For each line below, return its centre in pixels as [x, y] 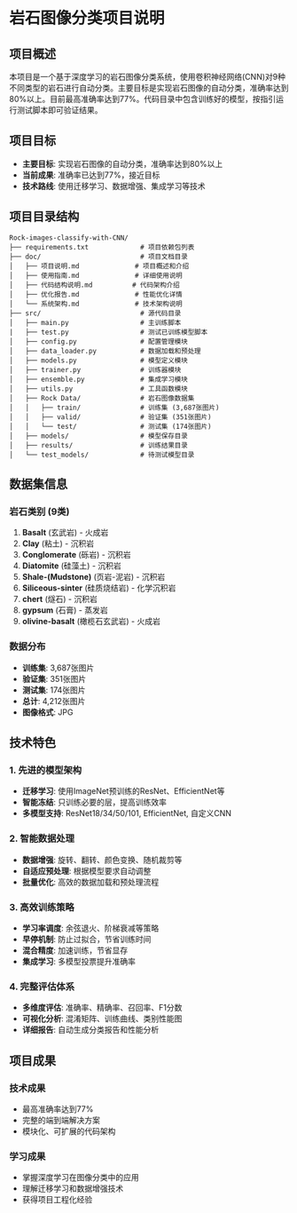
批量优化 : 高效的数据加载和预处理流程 [90, 882]
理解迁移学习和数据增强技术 [73, 1189]
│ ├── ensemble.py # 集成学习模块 [98, 379]
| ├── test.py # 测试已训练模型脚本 [109, 332]
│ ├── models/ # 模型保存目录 [98, 436]
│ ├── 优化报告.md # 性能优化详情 [96, 294]
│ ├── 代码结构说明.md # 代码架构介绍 [94, 285]
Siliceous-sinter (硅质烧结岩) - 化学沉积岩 [99, 588]
